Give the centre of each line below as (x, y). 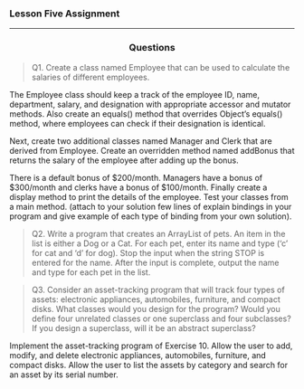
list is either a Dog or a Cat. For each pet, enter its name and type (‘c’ (160, 243)
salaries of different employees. (90, 77)
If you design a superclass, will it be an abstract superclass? (143, 327)
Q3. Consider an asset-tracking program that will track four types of (158, 289)
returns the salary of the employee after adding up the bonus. (124, 160)
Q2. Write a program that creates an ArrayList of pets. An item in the (158, 233)
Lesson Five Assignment (65, 14)
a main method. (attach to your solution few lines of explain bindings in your (151, 206)
